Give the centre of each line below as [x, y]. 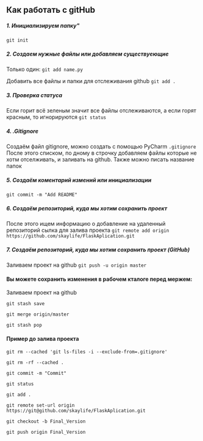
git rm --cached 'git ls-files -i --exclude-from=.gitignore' [87, 352]
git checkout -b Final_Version [46, 421]
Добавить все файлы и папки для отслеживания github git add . [91, 81]
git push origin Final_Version [46, 432]
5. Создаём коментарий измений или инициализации [79, 180]
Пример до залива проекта [43, 338]
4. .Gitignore [22, 131]
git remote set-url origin [41, 405]
